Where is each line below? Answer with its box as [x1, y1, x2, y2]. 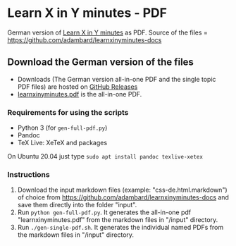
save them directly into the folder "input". [17, 201, 137, 209]
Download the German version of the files [7, 56, 194, 68]
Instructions [7, 169, 51, 179]
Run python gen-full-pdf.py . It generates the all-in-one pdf [17, 208, 192, 216]
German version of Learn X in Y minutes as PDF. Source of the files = [7, 28, 208, 37]
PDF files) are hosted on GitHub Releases [17, 82, 138, 91]
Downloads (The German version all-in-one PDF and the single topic [17, 75, 216, 83]
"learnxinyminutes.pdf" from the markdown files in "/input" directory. [17, 216, 218, 224]
